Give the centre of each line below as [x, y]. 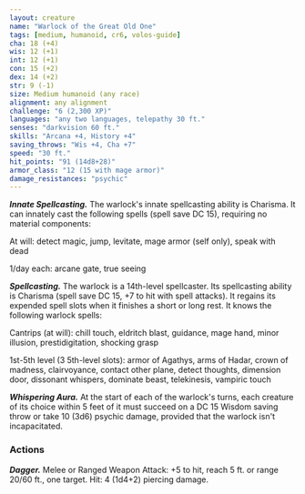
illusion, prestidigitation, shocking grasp [84, 343]
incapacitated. [36, 426]
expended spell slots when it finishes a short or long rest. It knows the [141, 306]
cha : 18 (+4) [34, 43]
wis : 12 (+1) [34, 52]
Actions [27, 449]
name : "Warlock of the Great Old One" [83, 26]
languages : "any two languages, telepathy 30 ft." [107, 119]
